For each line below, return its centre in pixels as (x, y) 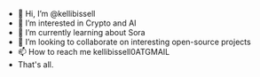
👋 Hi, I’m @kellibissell (56, 14)
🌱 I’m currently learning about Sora (81, 32)
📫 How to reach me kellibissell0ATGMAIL (94, 52)
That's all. (35, 65)
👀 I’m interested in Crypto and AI (77, 23)
